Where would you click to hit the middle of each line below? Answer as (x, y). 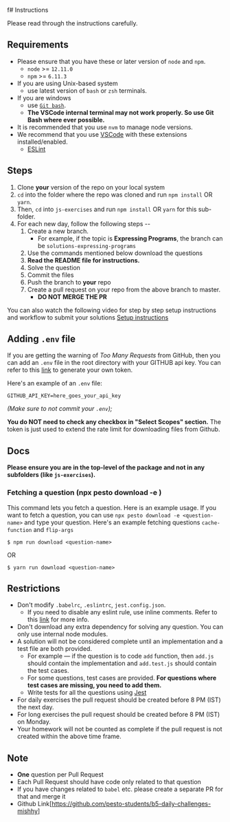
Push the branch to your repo (69, 282)
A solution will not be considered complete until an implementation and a (120, 641)
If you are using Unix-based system (67, 83)
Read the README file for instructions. (83, 260)
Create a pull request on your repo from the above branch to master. (124, 289)
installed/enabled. (42, 142)
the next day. (35, 707)
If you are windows (44, 98)
